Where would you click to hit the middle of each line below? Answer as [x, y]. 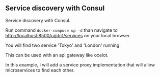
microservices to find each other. [40, 70]
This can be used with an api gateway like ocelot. [57, 55]
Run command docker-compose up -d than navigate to [62, 30]
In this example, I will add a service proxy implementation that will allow [80, 64]
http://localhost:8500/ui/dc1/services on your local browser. [68, 35]
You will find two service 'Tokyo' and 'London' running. [63, 45]
